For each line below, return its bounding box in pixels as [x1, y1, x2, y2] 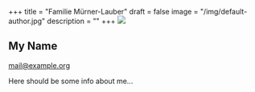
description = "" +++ [47, 16, 116, 26]
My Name [8, 39, 58, 53]
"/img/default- [199, 7, 248, 16]
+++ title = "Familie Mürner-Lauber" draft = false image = [8, 7, 199, 16]
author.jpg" [8, 16, 46, 26]
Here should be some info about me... [8, 76, 134, 86]
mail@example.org [8, 60, 71, 70]
